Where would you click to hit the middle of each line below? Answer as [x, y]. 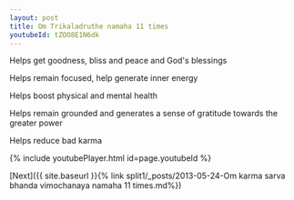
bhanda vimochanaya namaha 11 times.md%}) [96, 185]
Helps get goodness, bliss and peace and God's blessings [118, 61]
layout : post [34, 18]
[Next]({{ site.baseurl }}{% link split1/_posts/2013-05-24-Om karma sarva [147, 176]
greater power [36, 123]
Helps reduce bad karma [56, 141]
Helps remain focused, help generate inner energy [104, 78]
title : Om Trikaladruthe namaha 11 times [89, 26]
